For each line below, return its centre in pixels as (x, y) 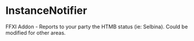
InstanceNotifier (46, 11)
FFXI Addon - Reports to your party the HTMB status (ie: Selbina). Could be (97, 27)
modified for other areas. (36, 32)
